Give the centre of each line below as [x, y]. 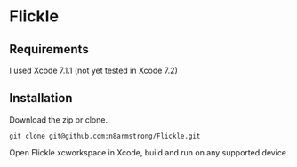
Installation [41, 98]
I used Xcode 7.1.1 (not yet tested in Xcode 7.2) [93, 70]
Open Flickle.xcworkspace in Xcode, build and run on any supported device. [149, 152]
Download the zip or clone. [59, 119]
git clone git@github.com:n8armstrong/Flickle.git [105, 136]
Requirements [49, 49]
